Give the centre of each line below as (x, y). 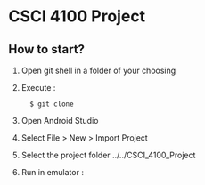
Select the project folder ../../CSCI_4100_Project (108, 155)
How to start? (47, 49)
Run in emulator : (52, 172)
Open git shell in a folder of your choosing (98, 70)
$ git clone (52, 104)
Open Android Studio (60, 121)
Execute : (38, 88)
